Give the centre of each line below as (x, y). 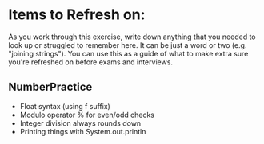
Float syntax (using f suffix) (65, 106)
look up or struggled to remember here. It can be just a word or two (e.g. (128, 45)
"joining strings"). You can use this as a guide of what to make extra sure (128, 53)
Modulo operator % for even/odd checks (87, 115)
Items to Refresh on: (77, 15)
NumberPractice (50, 87)
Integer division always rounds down (80, 123)
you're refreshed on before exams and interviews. (91, 62)
